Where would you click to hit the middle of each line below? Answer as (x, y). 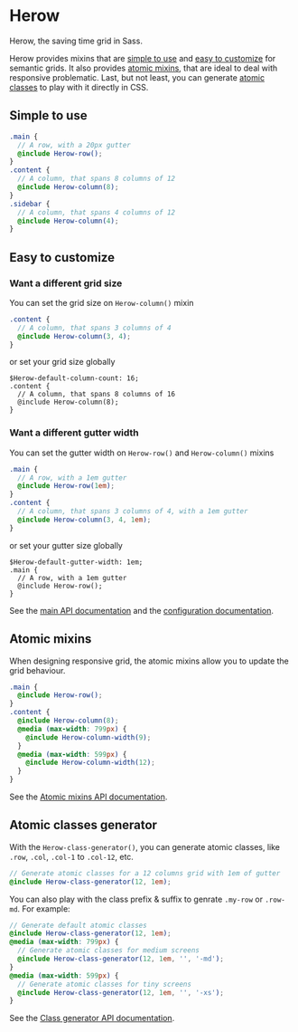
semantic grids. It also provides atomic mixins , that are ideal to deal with (144, 68)
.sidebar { (30, 204)
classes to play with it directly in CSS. (79, 87)
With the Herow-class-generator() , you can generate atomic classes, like (144, 846)
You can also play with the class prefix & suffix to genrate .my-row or (136, 899)
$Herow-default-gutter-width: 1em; (76, 562)
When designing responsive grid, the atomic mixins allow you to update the (149, 661)
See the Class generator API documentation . (92, 1018)
